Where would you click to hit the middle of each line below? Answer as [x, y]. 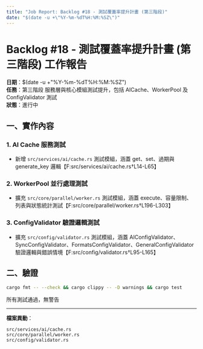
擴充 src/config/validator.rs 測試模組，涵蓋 [72, 237]
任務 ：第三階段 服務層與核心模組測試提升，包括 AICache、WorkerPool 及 [97, 90]
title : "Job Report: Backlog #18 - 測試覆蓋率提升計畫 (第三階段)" [87, 12]
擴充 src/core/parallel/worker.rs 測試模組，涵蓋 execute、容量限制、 [103, 198]
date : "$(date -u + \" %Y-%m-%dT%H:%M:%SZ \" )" [63, 18]
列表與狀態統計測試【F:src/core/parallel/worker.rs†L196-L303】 [94, 206]
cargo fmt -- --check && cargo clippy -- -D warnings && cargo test [94, 287]
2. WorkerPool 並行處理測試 [47, 184]
